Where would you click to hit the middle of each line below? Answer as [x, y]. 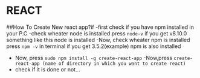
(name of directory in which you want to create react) [114, 64]
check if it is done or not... [47, 69]
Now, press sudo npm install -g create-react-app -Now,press [94, 58]
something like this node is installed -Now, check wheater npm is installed [98, 40]
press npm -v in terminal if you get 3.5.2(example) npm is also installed [94, 46]
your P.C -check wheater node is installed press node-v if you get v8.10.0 [97, 33]
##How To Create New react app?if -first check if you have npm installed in [100, 27]
